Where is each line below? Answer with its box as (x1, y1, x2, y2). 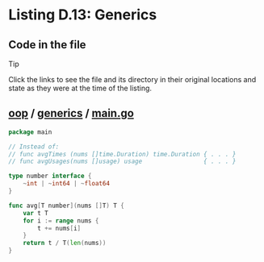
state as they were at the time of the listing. (8, 83, 152, 93)
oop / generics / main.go (8, 106, 135, 120)
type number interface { (8, 172, 92, 181)
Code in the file (8, 38, 86, 52)
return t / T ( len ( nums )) (23, 239, 107, 247)
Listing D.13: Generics (8, 6, 157, 24)
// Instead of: (8, 143, 60, 151)
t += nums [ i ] (37, 224, 82, 232)
